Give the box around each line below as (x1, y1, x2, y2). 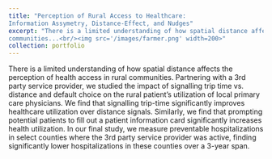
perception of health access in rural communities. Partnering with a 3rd (8, 73, 246, 82)
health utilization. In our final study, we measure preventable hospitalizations (8, 124, 264, 134)
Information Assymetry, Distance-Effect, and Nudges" (8, 19, 194, 27)
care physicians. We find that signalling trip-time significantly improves (8, 98, 245, 108)
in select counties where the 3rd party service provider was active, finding (8, 132, 257, 142)
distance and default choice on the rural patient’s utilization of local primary (8, 90, 261, 99)
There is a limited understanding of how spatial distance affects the (8, 64, 233, 73)
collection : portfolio (8, 42, 85, 50)
